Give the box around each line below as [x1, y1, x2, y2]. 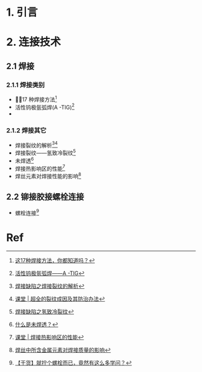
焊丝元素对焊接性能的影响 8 [14, 172, 82, 179]
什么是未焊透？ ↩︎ [14, 321, 58, 328]
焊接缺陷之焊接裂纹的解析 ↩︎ [14, 282, 85, 290]
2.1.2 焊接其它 [6, 126, 47, 135]
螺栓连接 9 [14, 208, 40, 217]
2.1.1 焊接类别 [6, 81, 45, 89]
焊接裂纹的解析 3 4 [14, 140, 58, 149]
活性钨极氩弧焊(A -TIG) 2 [14, 102, 75, 111]
